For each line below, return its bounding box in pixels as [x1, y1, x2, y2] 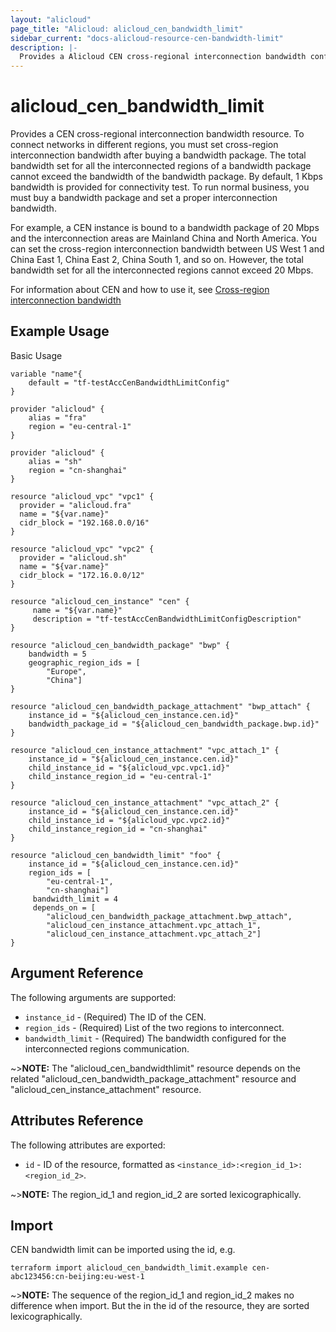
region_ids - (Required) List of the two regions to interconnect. [24, 1021, 285, 1033]
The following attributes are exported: [10, 1139, 166, 1151]
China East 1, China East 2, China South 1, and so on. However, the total [10, 254, 305, 266]
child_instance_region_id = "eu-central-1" [28, 771, 213, 781]
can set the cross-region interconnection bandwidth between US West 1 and [10, 243, 325, 255]
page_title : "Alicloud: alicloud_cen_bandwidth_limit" [10, 24, 244, 34]
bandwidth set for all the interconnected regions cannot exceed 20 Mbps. [10, 264, 314, 276]
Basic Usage [10, 349, 63, 361]
